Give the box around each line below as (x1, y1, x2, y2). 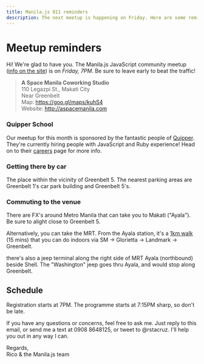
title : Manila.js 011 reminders (6, 9, 88, 15)
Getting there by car (6, 162, 67, 170)
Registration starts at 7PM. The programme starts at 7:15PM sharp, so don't (6, 301, 195, 309)
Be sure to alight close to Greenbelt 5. (6, 218, 101, 225)
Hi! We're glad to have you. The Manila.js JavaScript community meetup (6, 61, 187, 68)
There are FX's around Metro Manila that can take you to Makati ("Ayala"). (6, 211, 191, 219)
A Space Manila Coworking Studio (21, 79, 109, 86)
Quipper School (6, 120, 53, 128)
